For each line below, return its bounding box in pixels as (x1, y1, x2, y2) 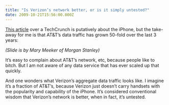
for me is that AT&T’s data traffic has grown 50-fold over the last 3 (17, 32, 157, 38)
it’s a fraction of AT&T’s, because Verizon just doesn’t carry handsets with (5, 83, 160, 89)
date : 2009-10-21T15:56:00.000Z (5, 12, 74, 17)
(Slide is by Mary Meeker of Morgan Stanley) (5, 47, 100, 53)
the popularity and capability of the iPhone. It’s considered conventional (5, 88, 157, 94)
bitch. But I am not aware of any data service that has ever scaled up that (5, 62, 159, 68)
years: (5, 37, 19, 43)
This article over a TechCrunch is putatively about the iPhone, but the (5, 26, 151, 32)
